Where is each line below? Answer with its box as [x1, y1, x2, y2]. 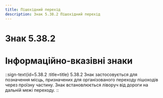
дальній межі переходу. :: [5, 87, 59, 93]
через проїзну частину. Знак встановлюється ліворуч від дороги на [5, 82, 148, 88]
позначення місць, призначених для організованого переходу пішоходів [5, 76, 159, 82]
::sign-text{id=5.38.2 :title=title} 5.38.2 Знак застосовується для [5, 72, 137, 77]
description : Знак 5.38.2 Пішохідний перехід [5, 12, 100, 17]
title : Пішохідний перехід [5, 7, 61, 12]
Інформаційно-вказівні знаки [5, 55, 133, 66]
